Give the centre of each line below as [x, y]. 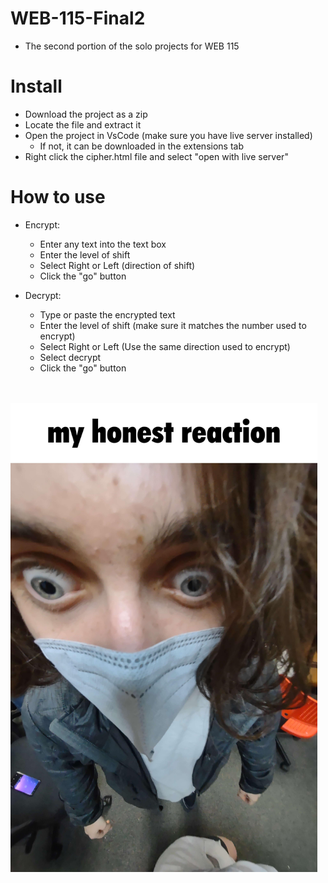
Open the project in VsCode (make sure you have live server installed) [168, 135]
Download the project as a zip [86, 114]
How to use [58, 197]
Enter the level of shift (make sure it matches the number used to [173, 325]
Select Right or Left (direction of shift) [117, 265]
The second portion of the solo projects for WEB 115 [132, 46]
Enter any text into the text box [103, 244]
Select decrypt [70, 357]
